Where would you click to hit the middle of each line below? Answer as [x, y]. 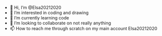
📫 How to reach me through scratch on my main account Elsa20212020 [83, 28]
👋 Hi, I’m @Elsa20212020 [35, 8]
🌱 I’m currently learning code [39, 18]
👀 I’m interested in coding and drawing [49, 13]
